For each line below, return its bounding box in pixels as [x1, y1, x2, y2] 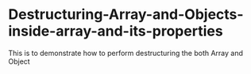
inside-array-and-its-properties [8, 22, 224, 40]
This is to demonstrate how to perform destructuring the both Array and [8, 48, 244, 57]
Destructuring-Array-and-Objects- [8, 6, 244, 24]
